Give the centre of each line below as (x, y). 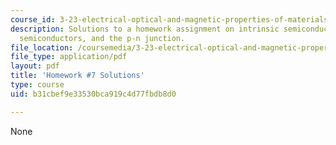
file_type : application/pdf (69, 57)
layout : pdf (35, 66)
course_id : (33, 19)
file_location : (42, 47)
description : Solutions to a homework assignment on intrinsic (145, 29)
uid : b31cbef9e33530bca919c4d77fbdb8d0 (93, 94)
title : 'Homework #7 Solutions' (77, 76)
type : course (37, 85)
